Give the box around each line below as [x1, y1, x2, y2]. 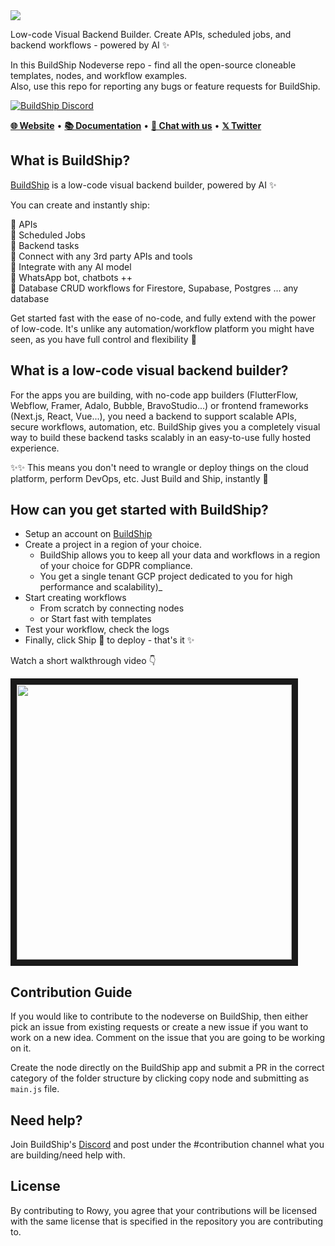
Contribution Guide [10, 984, 133, 1001]
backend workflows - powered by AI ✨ [10, 39, 170, 51]
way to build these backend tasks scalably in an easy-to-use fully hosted [10, 431, 311, 443]
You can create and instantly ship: [10, 199, 150, 211]
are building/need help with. [10, 1149, 126, 1161]
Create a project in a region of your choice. [24, 539, 203, 551]
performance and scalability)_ [39, 581, 163, 593]
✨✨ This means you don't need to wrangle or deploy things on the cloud [10, 461, 309, 473]
